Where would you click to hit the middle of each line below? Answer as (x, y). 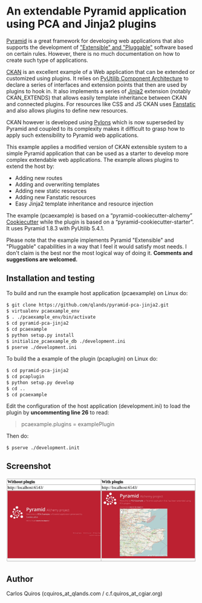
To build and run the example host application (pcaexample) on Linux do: (97, 293)
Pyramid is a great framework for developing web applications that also (95, 41)
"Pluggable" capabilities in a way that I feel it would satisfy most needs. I (97, 246)
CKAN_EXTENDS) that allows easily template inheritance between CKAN (97, 98)
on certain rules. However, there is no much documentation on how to (93, 53)
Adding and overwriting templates (57, 184)
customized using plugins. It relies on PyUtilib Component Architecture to (97, 78)
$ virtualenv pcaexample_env (43, 311)
